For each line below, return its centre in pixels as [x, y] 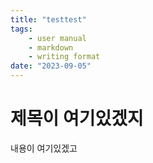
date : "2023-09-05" [51, 66]
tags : [21, 29]
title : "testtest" [48, 19]
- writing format [64, 57]
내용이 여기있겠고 [44, 148]
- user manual [57, 38]
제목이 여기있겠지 [77, 118]
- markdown [51, 47]
